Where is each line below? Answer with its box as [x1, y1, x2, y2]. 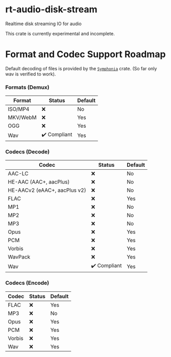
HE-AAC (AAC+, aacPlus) [8, 179, 70, 186]
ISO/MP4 [8, 106, 30, 113]
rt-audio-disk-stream [5, 4, 98, 15]
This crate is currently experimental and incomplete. [5, 30, 115, 36]
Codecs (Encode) [5, 280, 50, 287]
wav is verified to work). [5, 71, 56, 77]
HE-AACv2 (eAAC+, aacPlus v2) [8, 187, 86, 194]
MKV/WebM [8, 114, 37, 121]
